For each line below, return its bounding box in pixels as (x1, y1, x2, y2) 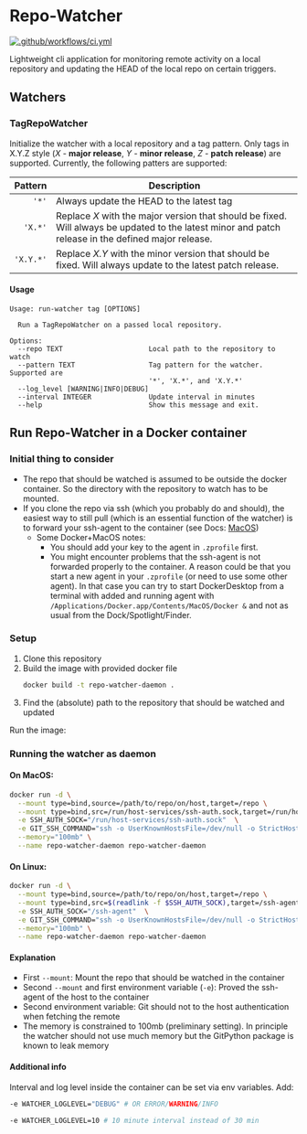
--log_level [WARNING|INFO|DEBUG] (17, 384, 149, 393)
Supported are (9, 368, 64, 378)
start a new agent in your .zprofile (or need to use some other (49, 571, 288, 582)
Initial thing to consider (9, 453, 114, 465)
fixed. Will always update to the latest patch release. (56, 258, 279, 271)
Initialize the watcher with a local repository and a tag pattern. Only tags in (9, 138, 290, 149)
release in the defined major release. (56, 232, 213, 245)
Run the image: (9, 724, 67, 735)
